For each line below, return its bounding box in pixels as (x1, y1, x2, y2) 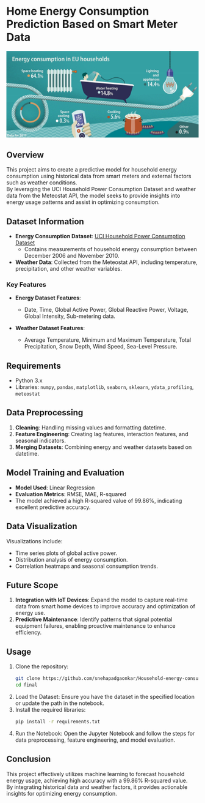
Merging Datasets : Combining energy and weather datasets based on (15, 443, 192, 451)
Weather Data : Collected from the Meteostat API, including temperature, (15, 258, 198, 266)
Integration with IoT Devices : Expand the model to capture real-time (15, 596, 188, 604)
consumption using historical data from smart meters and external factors (6, 173, 192, 180)
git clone (15, 676, 41, 682)
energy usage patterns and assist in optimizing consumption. (6, 198, 160, 206)
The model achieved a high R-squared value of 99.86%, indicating (15, 497, 182, 504)
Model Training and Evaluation (6, 467, 125, 478)
